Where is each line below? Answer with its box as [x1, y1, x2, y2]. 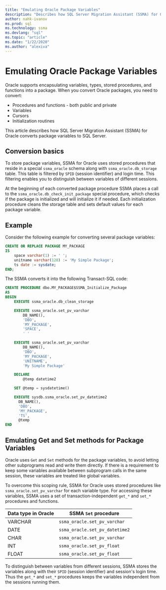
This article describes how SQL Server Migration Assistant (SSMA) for [5, 127, 148, 133]
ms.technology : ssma [5, 26, 48, 31]
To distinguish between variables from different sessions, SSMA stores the [5, 563, 157, 569]
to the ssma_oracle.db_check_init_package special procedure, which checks [5, 191, 160, 197]
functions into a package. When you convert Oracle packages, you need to [5, 87, 158, 93]
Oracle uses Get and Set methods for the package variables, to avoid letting [5, 457, 159, 463]
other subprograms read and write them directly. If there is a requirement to [5, 462, 159, 468]
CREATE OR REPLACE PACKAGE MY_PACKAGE [5, 244, 85, 249]
